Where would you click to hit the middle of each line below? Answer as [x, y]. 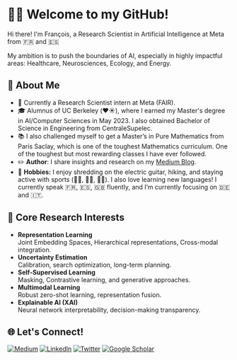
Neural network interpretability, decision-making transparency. [109, 310]
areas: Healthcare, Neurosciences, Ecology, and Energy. [89, 63]
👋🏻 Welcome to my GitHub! [88, 14]
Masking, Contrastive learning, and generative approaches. [104, 279]
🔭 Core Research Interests [66, 217]
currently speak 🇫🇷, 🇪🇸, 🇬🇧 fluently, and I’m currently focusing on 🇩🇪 [123, 187]
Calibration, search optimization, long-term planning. [94, 265]
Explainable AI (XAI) [48, 302]
